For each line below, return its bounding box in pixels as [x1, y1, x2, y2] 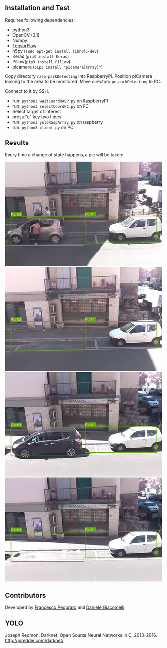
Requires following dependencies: [5, 17, 75, 23]
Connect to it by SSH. [5, 88, 50, 94]
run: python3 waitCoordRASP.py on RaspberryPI [12, 98, 108, 104]
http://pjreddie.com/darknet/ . [5, 638, 65, 644]
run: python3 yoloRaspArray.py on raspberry [12, 119, 103, 125]
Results [5, 139, 29, 147]
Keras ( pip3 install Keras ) [12, 53, 69, 59]
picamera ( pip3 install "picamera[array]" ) [12, 64, 103, 70]
